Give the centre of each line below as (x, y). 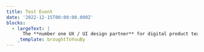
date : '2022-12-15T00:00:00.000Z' (50, 17)
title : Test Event (29, 12)
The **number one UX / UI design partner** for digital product (105, 34)
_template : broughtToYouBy (51, 39)
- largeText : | (31, 28)
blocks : (16, 23)
